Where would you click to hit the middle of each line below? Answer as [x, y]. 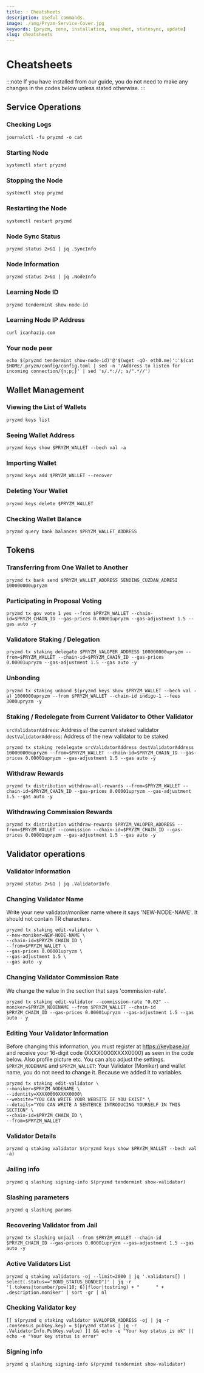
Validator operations [46, 854]
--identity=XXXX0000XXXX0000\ [45, 1094]
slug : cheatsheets [29, 35]
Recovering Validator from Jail [52, 1225]
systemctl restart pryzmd [39, 221]
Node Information [33, 264]
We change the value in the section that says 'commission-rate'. [87, 990]
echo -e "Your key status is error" [53, 1336]
